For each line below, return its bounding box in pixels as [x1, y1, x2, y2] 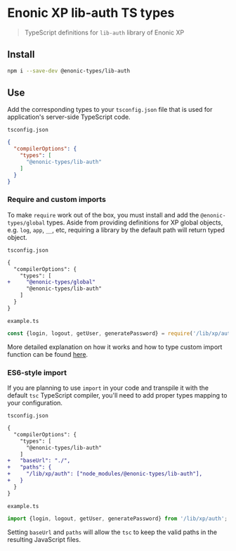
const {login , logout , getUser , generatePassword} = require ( [7, 329, 193, 337]
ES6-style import [7, 367, 67, 377]
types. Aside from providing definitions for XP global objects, [46, 218, 223, 227]
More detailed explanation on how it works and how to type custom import [7, 343, 223, 351]
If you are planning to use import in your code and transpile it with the [7, 384, 209, 392]
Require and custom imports [7, 195, 107, 205]
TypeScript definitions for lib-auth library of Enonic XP [24, 28, 185, 37]
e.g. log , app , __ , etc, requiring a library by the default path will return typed [7, 225, 225, 234]
